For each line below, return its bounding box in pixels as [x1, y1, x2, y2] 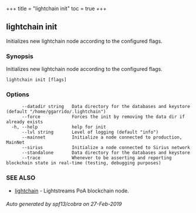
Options [6, 90, 29, 99]
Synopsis [6, 52, 33, 60]
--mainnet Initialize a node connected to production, [21, 134, 183, 140]
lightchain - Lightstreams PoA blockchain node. [14, 187, 129, 194]
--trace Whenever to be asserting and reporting [21, 155, 172, 161]
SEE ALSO [6, 174, 36, 182]
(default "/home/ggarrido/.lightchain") [6, 109, 107, 115]
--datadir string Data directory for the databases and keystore [21, 104, 191, 110]
